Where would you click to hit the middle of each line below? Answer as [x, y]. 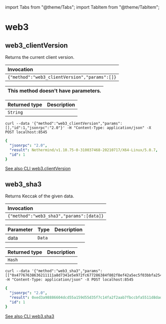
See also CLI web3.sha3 [30, 316]
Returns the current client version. [40, 57]
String [15, 113]
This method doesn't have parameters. [54, 91]
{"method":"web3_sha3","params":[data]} [56, 216]
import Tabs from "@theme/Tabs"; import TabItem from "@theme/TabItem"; [82, 7]
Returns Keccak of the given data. [40, 196]
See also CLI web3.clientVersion [38, 169]
